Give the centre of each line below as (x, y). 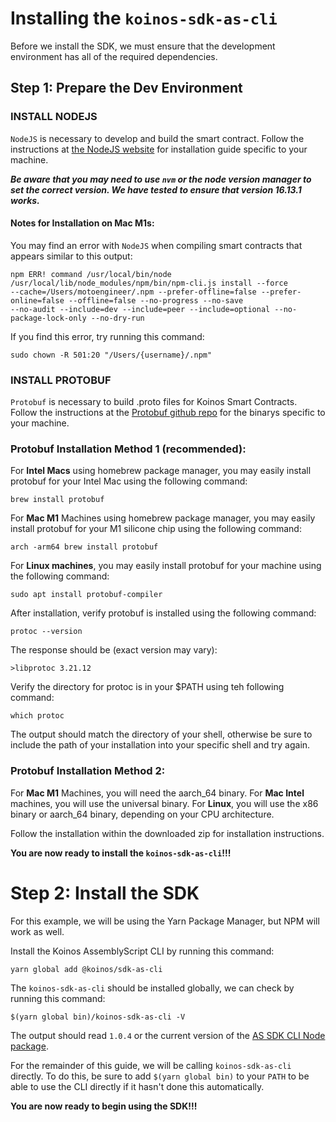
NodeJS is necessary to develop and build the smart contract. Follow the (157, 138)
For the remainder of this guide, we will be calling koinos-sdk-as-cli (151, 1065)
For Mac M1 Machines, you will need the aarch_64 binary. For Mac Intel (157, 793)
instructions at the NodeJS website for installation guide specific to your (159, 149)
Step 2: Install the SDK (105, 893)
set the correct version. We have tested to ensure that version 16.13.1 (156, 189)
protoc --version (46, 632)
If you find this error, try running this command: (107, 336)
